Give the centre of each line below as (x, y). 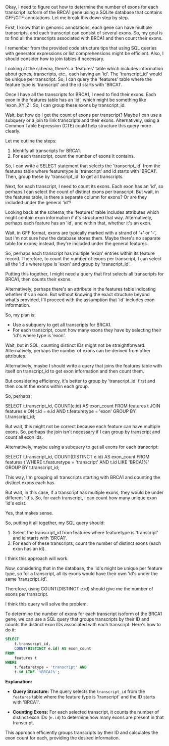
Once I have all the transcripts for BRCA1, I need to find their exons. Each (81, 94)
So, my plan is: (21, 315)
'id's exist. (16, 503)
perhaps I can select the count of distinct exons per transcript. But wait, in (82, 192)
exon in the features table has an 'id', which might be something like (76, 100)
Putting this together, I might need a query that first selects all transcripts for (84, 274)
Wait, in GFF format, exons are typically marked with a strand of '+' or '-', (81, 233)
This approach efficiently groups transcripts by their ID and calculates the (82, 732)
